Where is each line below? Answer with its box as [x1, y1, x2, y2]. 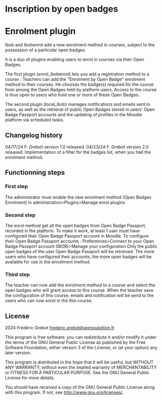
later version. [5, 350, 32, 356]
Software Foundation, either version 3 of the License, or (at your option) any [5, 345, 158, 351]
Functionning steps [5, 168, 65, 177]
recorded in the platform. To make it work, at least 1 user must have [5, 228, 140, 234]
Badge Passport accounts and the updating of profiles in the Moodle [5, 112, 143, 118]
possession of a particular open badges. [5, 47, 86, 53]
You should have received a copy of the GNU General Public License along [5, 384, 155, 390]
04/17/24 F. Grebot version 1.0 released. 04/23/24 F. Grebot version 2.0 [5, 144, 149, 150]
